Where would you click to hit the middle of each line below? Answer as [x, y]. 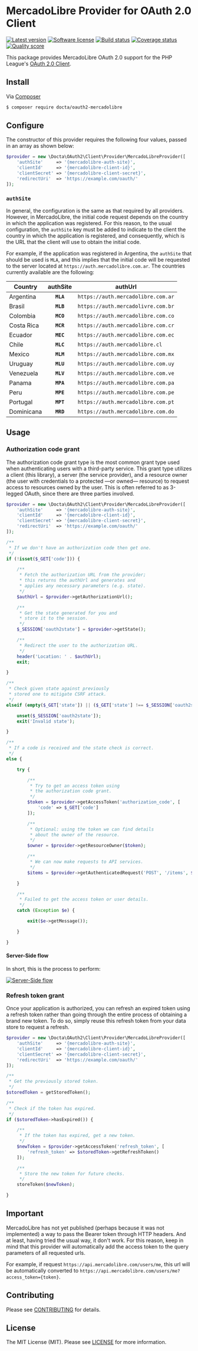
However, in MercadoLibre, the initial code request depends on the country [97, 217]
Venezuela [24, 373]
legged [15, 493]
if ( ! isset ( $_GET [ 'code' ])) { [43, 559]
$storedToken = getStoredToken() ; [49, 1093]
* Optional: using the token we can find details [92, 829]
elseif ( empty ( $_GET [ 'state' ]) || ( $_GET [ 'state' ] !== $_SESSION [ [89, 705]
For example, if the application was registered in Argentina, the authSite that [99, 253]
